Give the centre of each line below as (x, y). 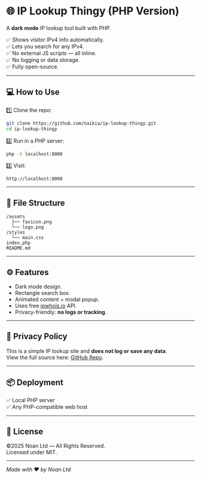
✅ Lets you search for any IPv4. (45, 46)
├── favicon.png (32, 222)
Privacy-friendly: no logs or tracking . (61, 312)
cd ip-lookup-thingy (32, 129)
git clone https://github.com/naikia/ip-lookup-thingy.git (81, 123)
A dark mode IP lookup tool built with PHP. (59, 28)
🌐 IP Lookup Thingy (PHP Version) (93, 11)
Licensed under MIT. (32, 452)
